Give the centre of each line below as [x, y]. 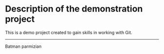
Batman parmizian [23, 46]
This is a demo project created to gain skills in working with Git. [69, 32]
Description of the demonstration [74, 9]
